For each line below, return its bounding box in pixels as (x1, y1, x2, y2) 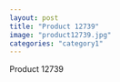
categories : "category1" (9, 38, 104, 48)
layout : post (9, 13, 59, 23)
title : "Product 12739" (9, 22, 100, 31)
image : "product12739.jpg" (9, 30, 112, 39)
